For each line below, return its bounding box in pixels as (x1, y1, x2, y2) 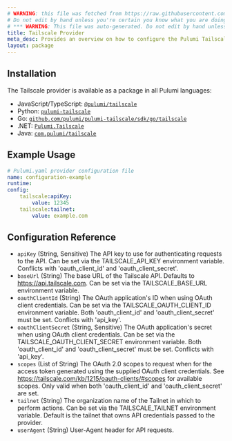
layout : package (7, 42, 54, 49)
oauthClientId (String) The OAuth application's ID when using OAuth (17, 294, 213, 302)
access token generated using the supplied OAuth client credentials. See (17, 367, 224, 375)
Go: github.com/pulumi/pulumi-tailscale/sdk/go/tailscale (17, 114, 187, 122)
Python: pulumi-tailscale (17, 106, 91, 115)
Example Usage (7, 149, 76, 161)
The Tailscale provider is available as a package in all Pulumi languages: (7, 86, 212, 94)
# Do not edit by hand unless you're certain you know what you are (7, 17, 209, 24)
